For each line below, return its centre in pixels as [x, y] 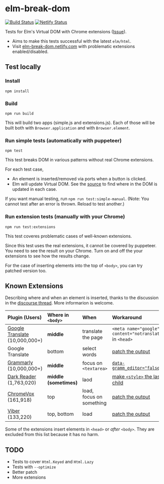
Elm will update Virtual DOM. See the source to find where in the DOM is [85, 184]
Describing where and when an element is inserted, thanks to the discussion [82, 298]
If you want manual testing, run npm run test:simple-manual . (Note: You [77, 199]
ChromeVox [21, 394]
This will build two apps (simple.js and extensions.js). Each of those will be [80, 123]
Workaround [127, 318]
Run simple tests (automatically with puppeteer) [63, 140]
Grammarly [20, 362]
